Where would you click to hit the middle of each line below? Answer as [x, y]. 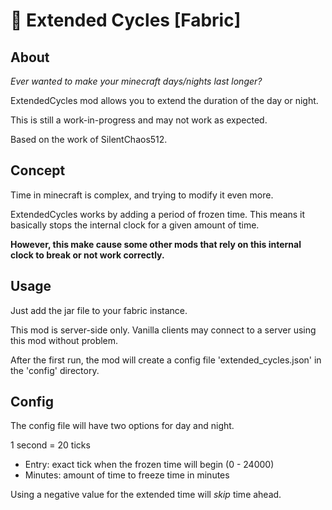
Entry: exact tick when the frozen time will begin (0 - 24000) [149, 465]
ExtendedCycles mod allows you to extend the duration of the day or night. [164, 100]
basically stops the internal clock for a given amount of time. [135, 225]
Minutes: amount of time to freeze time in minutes [127, 475]
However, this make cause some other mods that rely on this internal [156, 244]
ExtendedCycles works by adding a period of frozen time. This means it [158, 214]
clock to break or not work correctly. [87, 255]
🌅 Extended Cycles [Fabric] [126, 20]
